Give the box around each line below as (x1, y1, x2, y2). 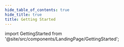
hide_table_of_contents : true (5, 7, 70, 13)
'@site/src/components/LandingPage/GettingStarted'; (5, 36, 119, 42)
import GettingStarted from (5, 31, 62, 37)
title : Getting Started (5, 17, 56, 22)
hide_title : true (5, 12, 42, 17)
